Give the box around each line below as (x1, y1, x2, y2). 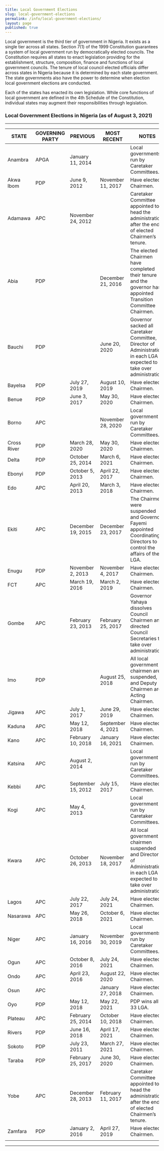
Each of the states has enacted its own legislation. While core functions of (5, 90, 154, 96)
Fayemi (130, 520, 147, 527)
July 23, (70, 1040, 89, 1047)
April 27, (100, 1125, 120, 1132)
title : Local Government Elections (5, 7, 78, 12)
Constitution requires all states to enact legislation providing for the (5, 54, 140, 60)
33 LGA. (130, 1004, 149, 1011)
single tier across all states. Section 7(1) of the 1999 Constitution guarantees (5, 44, 158, 50)
